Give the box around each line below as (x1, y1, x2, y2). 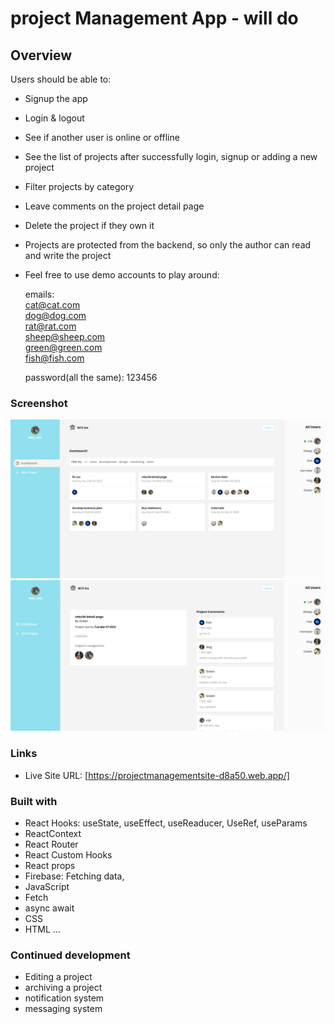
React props (24, 860, 76, 872)
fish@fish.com (24, 352, 85, 364)
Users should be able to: (10, 73, 112, 85)
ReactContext (24, 828, 82, 840)
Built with (10, 794, 58, 808)
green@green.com (24, 342, 103, 353)
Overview (10, 47, 73, 64)
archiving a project (24, 982, 103, 994)
